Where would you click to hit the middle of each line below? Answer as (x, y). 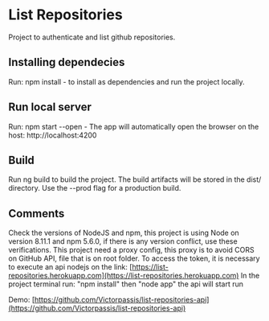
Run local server (50, 107)
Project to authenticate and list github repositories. (92, 37)
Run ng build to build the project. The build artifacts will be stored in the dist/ (135, 179)
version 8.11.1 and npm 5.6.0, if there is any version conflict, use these (123, 241)
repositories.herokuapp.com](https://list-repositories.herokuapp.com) (124, 276)
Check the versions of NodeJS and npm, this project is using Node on (124, 233)
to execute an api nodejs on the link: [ (70, 267)
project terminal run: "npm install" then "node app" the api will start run (126, 284)
